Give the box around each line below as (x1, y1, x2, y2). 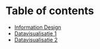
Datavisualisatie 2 (14, 36, 58, 43)
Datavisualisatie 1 (14, 30, 57, 37)
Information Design (14, 24, 62, 31)
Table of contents (5, 4, 95, 18)
